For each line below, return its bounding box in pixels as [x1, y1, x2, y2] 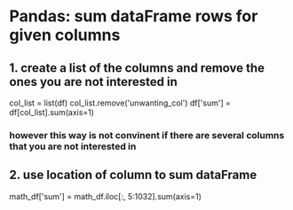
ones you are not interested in [9, 74, 178, 89]
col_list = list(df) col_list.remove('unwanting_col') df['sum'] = [9, 97, 231, 108]
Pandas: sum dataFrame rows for [9, 6, 258, 27]
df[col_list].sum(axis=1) [9, 107, 95, 117]
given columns [9, 25, 121, 45]
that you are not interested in [9, 140, 137, 152]
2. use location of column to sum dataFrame [9, 167, 257, 183]
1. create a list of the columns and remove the [9, 60, 265, 75]
